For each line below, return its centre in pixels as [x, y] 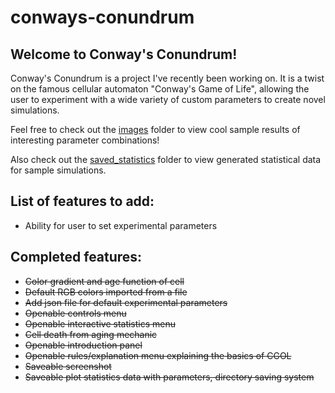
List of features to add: [82, 201]
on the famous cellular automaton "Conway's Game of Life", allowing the [160, 89]
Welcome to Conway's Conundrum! [124, 54]
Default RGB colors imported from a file [106, 292]
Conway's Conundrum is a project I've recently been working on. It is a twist [167, 78]
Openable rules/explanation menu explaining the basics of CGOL [158, 355]
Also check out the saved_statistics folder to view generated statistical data [166, 159]
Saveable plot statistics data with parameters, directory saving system [169, 377]
